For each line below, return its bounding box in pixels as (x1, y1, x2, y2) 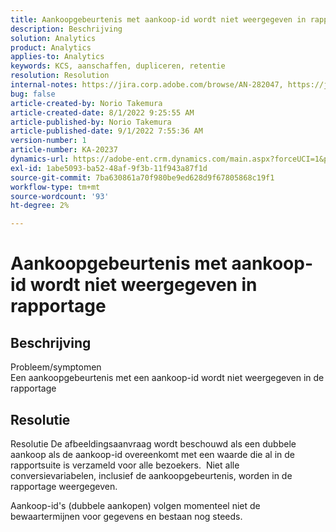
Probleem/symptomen (10, 361, 102, 373)
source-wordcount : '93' (10, 191, 110, 201)
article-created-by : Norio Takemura (10, 98, 163, 108)
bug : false (10, 89, 56, 99)
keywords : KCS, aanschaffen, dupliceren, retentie (10, 61, 226, 71)
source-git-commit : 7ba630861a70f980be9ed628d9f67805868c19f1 (10, 172, 275, 183)
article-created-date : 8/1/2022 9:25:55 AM (10, 107, 195, 118)
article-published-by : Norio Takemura (10, 117, 172, 127)
